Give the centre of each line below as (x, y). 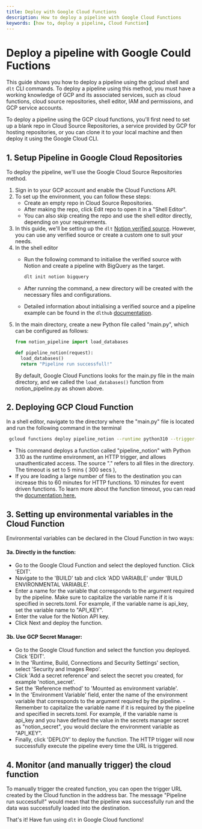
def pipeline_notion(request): (54, 353)
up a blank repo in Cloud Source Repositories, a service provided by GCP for (101, 126)
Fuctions (29, 65)
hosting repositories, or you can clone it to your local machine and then (94, 132)
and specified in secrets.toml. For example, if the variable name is (96, 714)
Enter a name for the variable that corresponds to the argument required (104, 591)
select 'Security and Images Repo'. (58, 669)
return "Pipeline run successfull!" (66, 364)
